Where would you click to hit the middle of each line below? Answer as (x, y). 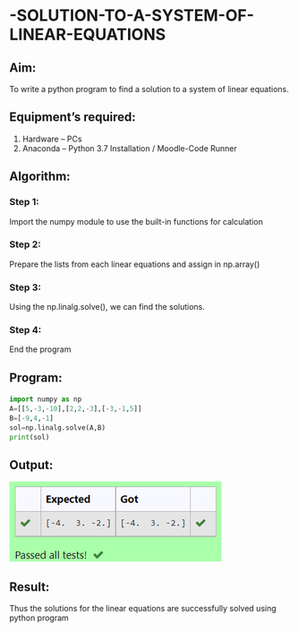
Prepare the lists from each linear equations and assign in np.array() (135, 264)
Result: (30, 587)
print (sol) (30, 437)
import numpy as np (46, 399)
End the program (40, 349)
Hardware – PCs (52, 139)
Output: (31, 465)
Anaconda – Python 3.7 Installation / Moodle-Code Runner (129, 148)
